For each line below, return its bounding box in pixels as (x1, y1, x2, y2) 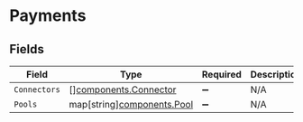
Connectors (14, 85, 60, 95)
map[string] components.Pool (69, 99, 194, 110)
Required (201, 69, 242, 80)
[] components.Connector (69, 83, 177, 96)
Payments (9, 5, 87, 26)
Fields (9, 42, 45, 57)
